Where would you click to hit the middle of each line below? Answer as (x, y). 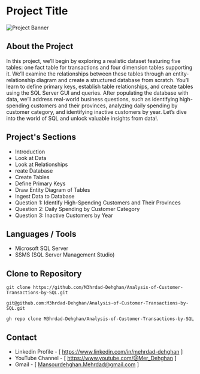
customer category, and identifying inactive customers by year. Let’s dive (96, 111)
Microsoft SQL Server (42, 248)
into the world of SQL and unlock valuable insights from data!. (82, 118)
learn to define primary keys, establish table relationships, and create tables (100, 86)
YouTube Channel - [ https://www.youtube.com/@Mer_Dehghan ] (96, 358)
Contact (22, 337)
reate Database (34, 171)
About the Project (40, 46)
